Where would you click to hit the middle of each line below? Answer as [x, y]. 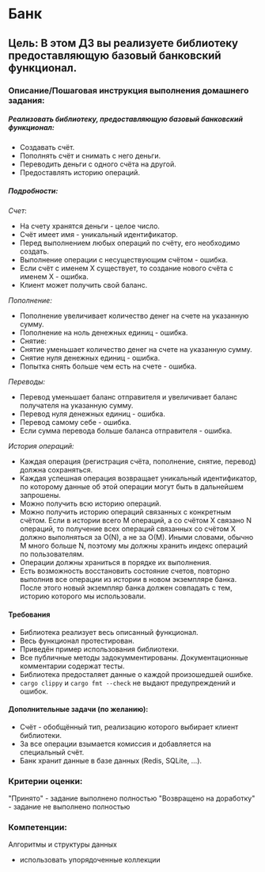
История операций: [41, 446]
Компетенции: [38, 828]
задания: [26, 100]
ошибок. [34, 691]
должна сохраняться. [56, 470]
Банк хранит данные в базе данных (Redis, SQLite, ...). [111, 760]
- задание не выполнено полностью [69, 807]
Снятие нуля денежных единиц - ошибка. [90, 358]
